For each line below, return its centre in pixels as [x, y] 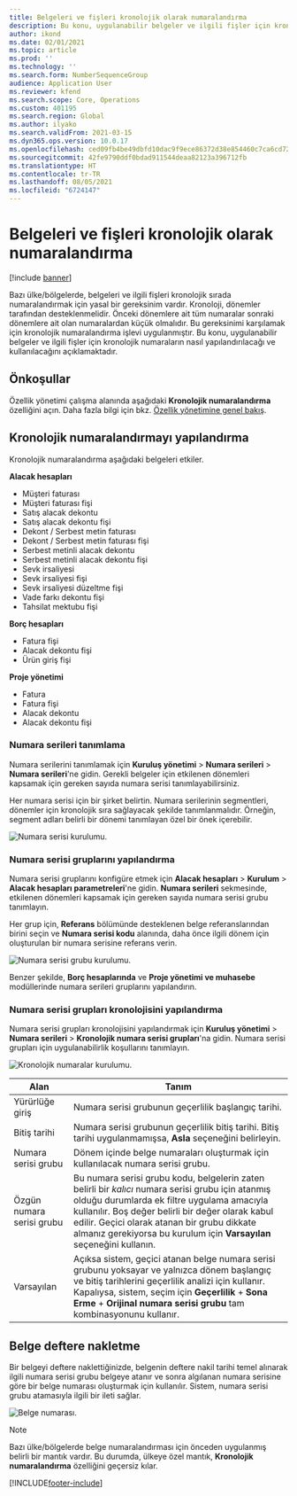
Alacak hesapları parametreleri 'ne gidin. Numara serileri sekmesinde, [138, 888]
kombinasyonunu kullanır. [126, 1314]
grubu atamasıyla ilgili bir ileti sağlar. [75, 1396]
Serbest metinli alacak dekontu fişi [85, 559]
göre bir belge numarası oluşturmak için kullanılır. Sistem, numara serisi [139, 1386]
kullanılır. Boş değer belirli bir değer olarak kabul [174, 1212]
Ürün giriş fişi [46, 659]
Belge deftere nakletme [75, 1346]
